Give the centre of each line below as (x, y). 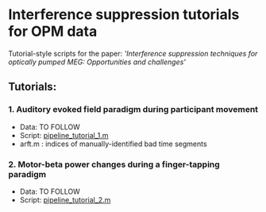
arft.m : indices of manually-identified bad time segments (114, 144)
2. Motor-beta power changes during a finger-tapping (114, 164)
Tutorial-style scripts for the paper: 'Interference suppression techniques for (133, 53)
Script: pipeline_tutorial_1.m (64, 135)
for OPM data (53, 31)
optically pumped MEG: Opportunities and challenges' (97, 62)
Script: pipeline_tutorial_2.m (65, 199)
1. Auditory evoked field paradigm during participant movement (133, 110)
